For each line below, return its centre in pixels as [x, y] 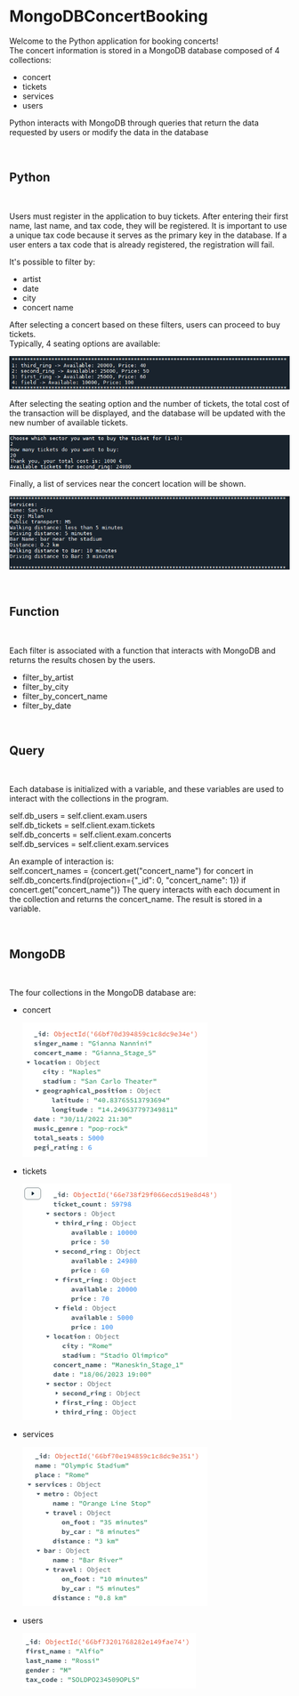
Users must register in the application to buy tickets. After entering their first [149, 216]
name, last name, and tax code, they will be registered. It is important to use [148, 225]
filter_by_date [47, 706]
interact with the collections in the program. [89, 799]
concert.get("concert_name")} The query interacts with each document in [145, 890]
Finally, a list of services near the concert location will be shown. [128, 484]
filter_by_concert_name [65, 696]
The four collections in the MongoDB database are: [103, 993]
